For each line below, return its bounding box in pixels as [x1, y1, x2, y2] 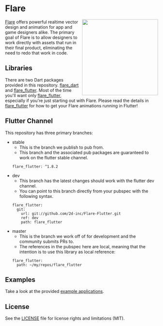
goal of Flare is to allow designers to [5, 34, 78, 40]
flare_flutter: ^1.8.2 [12, 164, 58, 169]
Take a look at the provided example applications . [5, 289, 104, 294]
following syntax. [19, 193, 54, 199]
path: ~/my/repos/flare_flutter [16, 262, 82, 267]
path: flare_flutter [21, 220, 63, 224]
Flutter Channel [5, 117, 53, 125]
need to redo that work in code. [5, 50, 68, 56]
